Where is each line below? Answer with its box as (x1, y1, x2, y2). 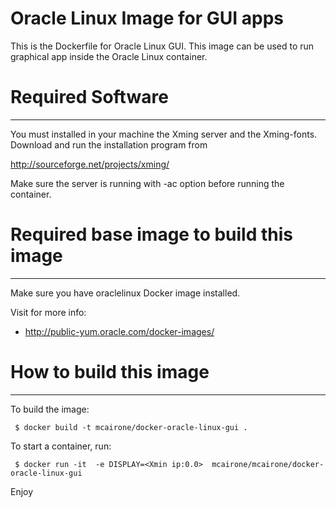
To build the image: (10, 403, 90, 415)
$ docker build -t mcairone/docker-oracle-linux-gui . (14, 422, 248, 432)
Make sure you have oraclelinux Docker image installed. (10, 287, 241, 299)
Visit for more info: (10, 306, 87, 318)
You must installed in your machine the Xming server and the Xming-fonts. (10, 128, 318, 140)
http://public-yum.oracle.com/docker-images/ (24, 325, 215, 337)
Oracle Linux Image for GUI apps (10, 7, 285, 30)
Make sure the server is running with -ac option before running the (10, 177, 285, 189)
